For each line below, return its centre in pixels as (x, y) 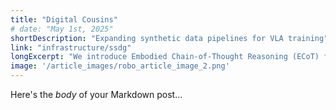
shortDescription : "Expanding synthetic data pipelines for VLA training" (169, 38)
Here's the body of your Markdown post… (96, 94)
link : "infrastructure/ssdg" (71, 47)
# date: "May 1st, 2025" (62, 29)
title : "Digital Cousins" (64, 19)
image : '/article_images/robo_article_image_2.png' (120, 66)
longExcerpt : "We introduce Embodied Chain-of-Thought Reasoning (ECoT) (165, 57)
